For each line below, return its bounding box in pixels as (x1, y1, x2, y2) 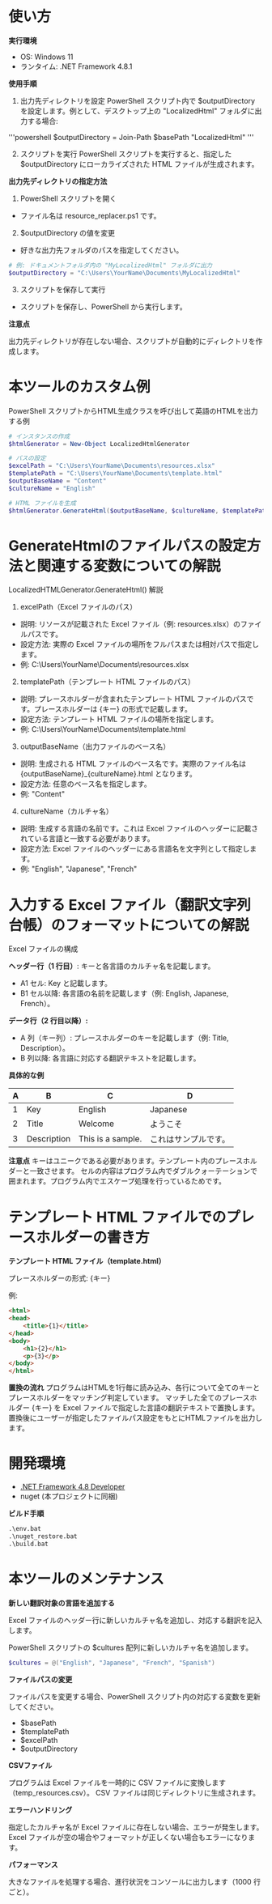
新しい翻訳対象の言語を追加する (8, 1598, 115, 1608)
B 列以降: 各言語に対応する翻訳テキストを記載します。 (19, 1053, 201, 1063)
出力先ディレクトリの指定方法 (8, 176, 108, 186)
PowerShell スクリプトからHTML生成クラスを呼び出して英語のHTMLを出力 (8, 406, 259, 415)
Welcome (78, 1118, 115, 1129)
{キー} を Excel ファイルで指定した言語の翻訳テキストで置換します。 (31, 1403, 260, 1413)
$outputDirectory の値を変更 (19, 227, 116, 237)
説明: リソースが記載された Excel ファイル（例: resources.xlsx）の (19, 619, 241, 629)
